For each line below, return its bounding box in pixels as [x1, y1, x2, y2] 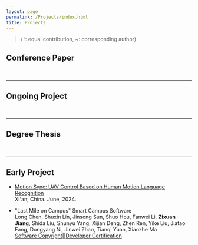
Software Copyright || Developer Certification [14, 232, 122, 239]
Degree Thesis [6, 129, 61, 139]
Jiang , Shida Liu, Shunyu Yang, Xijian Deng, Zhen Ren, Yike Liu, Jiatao [14, 219, 186, 227]
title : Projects [6, 19, 46, 25]
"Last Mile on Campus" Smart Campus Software [14, 207, 132, 214]
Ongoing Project [6, 91, 68, 101]
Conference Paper [6, 52, 75, 62]
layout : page [6, 8, 38, 15]
